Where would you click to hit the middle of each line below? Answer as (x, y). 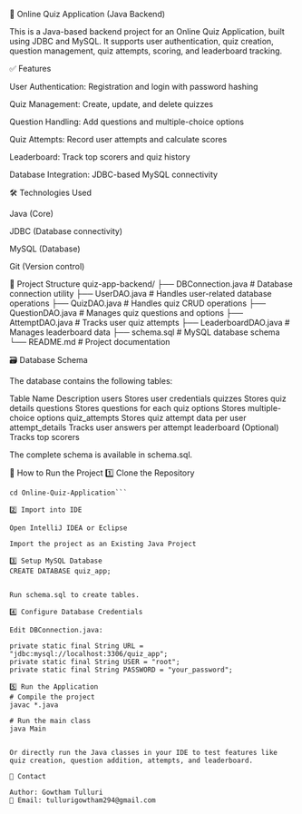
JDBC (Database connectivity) (66, 231)
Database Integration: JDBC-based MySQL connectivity (114, 174)
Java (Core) (32, 214)
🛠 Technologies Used (51, 192)
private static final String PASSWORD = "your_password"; (121, 670)
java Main (28, 729)
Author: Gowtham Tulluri (56, 792)
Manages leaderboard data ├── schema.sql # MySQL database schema (145, 332)
